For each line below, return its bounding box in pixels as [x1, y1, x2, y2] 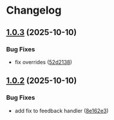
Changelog [6, 4, 62, 17]
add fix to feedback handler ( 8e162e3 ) [14, 107, 109, 114]
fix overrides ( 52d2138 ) [14, 58, 72, 65]
